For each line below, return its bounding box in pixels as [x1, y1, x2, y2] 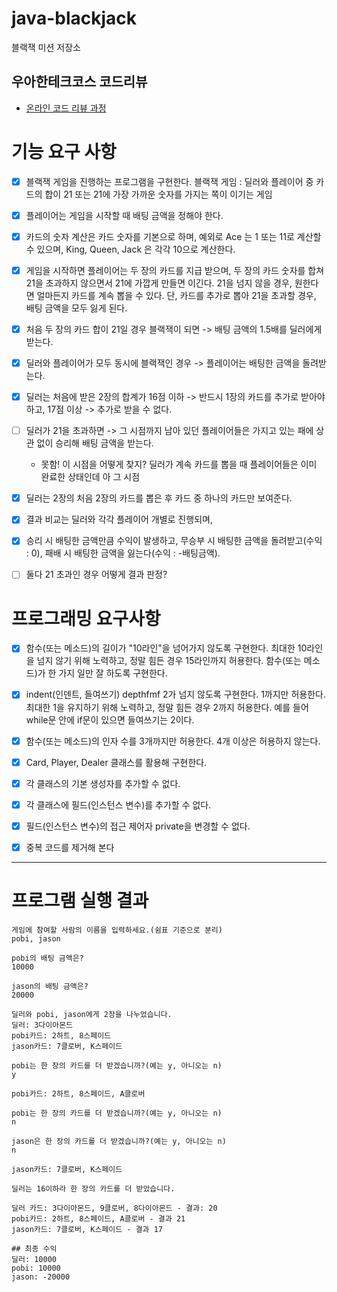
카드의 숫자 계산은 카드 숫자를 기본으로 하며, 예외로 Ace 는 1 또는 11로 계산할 [25, 230, 322, 242]
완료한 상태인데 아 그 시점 [40, 471, 141, 483]
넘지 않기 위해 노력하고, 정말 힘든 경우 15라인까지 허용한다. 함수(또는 [36, 655, 302, 667]
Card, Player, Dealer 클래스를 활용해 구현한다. [25, 756, 208, 768]
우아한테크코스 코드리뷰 [11, 73, 148, 91]
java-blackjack [11, 7, 138, 30]
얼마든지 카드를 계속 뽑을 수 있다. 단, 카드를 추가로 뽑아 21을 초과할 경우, [36, 289, 317, 301]
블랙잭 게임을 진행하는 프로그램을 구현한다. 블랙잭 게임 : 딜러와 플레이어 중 [25, 175, 314, 187]
